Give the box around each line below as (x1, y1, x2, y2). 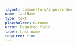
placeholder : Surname (5, 20, 49, 25)
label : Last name (5, 29, 40, 34)
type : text (5, 16, 27, 21)
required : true (5, 34, 36, 39)
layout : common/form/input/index (5, 7, 73, 12)
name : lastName (5, 11, 36, 16)
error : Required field (5, 25, 51, 30)
